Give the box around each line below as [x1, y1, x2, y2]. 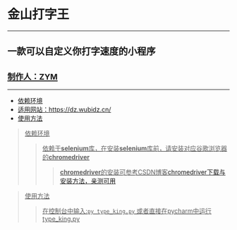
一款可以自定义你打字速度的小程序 [7, 45, 156, 57]
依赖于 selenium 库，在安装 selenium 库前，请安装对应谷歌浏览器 [42, 144, 228, 152]
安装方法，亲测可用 [59, 177, 116, 186]
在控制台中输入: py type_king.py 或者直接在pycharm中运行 [42, 207, 212, 215]
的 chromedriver [42, 153, 90, 162]
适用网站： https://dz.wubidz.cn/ [17, 105, 111, 114]
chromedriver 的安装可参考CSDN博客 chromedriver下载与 [59, 168, 226, 176]
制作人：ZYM [7, 71, 58, 82]
